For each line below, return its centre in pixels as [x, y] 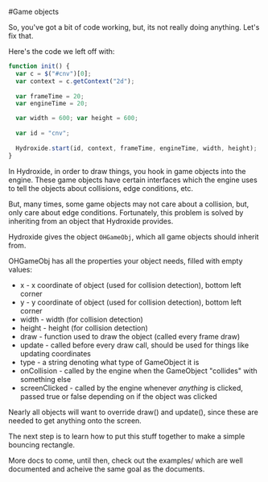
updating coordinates [55, 353]
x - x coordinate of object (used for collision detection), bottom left [130, 285]
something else [45, 379]
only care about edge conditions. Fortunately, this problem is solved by [126, 212]
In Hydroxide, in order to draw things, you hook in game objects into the [127, 171]
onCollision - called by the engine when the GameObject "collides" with [138, 371]
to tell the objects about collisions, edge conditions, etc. [101, 188]
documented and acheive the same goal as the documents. [107, 469]
